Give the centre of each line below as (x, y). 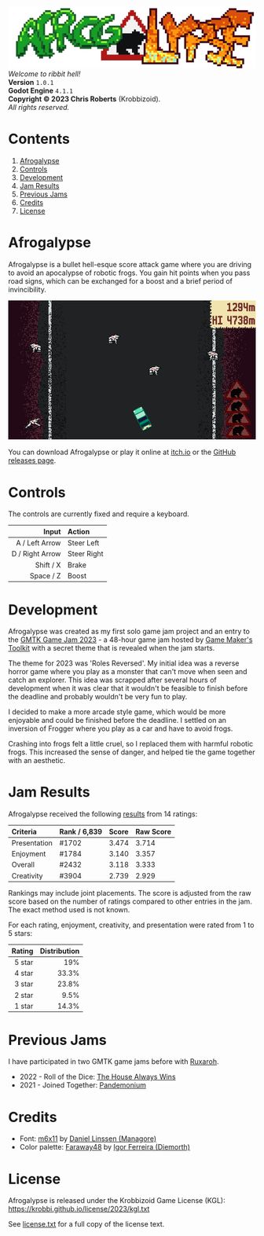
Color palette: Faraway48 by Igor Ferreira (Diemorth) (105, 1147)
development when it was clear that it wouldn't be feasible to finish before (128, 688)
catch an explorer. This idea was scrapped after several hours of (113, 680)
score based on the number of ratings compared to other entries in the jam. (130, 901)
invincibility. (27, 289)
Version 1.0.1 (31, 82)
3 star (24, 984)
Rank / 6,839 (81, 831)
